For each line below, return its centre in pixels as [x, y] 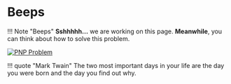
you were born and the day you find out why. [72, 73]
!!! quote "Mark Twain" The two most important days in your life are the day [116, 65]
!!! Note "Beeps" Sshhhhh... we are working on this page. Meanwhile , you [115, 31]
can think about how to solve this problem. [69, 38]
